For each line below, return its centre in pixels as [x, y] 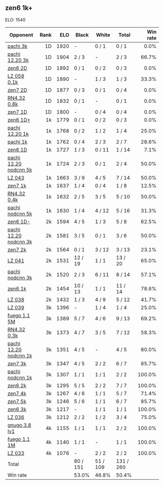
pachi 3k [18, 46]
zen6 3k [17, 409]
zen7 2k [17, 250]
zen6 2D [17, 68]
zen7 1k [17, 186]
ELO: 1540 [15, 19]
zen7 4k [17, 393]
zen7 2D [17, 90]
